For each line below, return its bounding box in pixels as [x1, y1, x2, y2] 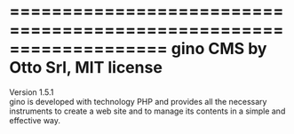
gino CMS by [171, 39, 267, 59]
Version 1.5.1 [9, 86, 54, 98]
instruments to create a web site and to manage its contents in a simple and [9, 106, 286, 116]
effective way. [9, 114, 60, 125]
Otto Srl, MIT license [9, 58, 163, 78]
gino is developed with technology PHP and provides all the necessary [9, 96, 267, 106]
